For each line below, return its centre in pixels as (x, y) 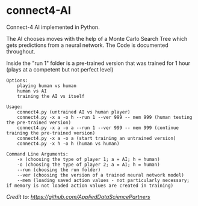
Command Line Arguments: (37, 154)
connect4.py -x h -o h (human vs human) (68, 144)
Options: (17, 80)
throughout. (21, 51)
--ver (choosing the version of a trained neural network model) (101, 175)
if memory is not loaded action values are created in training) (90, 186)
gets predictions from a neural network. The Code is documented (87, 45)
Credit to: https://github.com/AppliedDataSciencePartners (78, 196)
